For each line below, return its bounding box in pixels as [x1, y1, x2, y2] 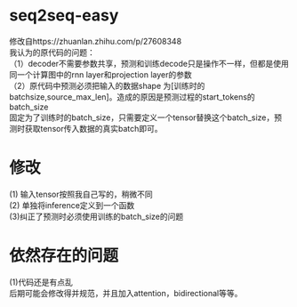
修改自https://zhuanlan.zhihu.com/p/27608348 [9, 36, 182, 46]
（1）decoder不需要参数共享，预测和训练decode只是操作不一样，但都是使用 [9, 58, 289, 69]
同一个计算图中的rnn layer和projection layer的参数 [9, 69, 193, 80]
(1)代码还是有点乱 [9, 277, 73, 287]
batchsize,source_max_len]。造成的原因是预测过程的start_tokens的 [9, 91, 255, 102]
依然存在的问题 [9, 246, 119, 266]
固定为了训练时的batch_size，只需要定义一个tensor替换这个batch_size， [9, 112, 275, 123]
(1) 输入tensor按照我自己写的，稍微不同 [9, 189, 153, 199]
